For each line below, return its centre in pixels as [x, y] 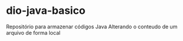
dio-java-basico [46, 11]
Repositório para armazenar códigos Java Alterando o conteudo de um [92, 27]
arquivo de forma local [33, 32]
